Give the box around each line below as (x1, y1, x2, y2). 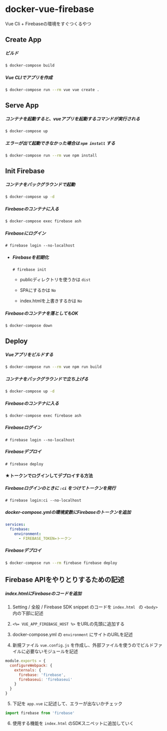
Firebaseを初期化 (12, 254, 49, 260)
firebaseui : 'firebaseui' (18, 677, 72, 682)
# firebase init (12, 267, 46, 272)
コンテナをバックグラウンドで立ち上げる (5, 376, 88, 382)
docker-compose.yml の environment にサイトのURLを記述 (12, 631, 133, 637)
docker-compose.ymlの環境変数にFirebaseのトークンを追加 (5, 509, 131, 515)
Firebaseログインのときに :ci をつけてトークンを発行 (5, 485, 116, 491)
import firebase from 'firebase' (5, 710, 75, 716)
